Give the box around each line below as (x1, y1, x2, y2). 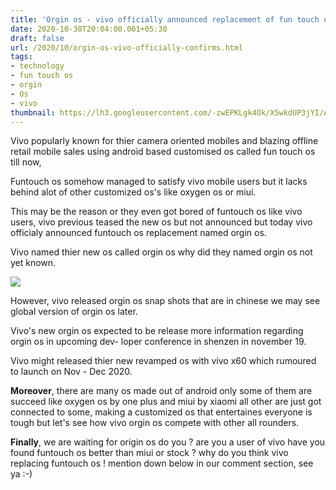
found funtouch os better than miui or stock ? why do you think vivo (10, 447, 289, 459)
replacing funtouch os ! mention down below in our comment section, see (10, 457, 314, 470)
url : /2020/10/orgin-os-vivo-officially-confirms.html (10, 42, 244, 53)
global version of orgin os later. (10, 306, 138, 318)
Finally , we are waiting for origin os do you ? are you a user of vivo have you (10, 436, 326, 448)
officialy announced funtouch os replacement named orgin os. (10, 227, 267, 239)
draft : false (10, 33, 65, 43)
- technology (10, 61, 65, 71)
